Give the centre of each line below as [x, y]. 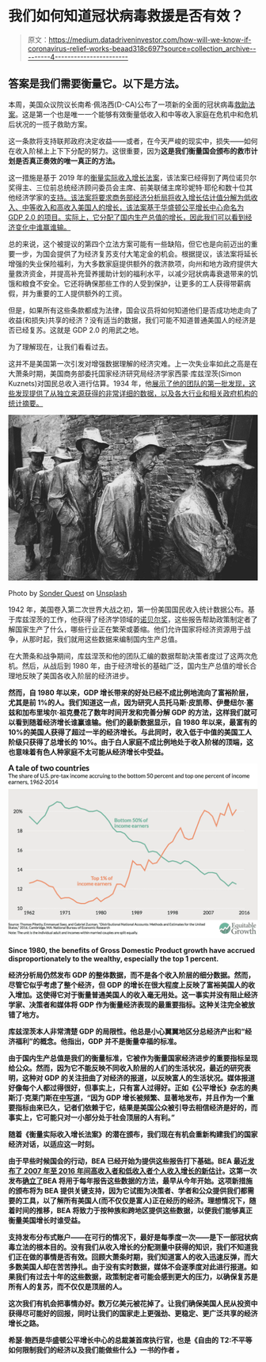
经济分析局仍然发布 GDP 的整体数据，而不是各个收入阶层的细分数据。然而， [132, 975]
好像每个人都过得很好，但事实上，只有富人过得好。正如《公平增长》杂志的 [129, 1087]
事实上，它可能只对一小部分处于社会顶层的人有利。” [92, 1117]
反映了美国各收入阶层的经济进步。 [77, 676]
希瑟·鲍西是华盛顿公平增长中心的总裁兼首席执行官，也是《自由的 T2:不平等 [130, 1340]
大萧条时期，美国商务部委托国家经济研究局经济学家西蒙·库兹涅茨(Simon [125, 374]
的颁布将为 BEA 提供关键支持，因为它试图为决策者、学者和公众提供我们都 [128, 1190]
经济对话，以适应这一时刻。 [53, 1144]
